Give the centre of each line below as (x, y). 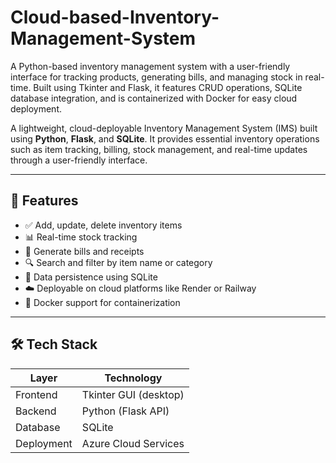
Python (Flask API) (125, 411)
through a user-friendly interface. (79, 160)
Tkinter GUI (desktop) (133, 394)
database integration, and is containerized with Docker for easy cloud (154, 98)
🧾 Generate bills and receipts (84, 251)
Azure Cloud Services (133, 443)
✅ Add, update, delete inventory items (103, 225)
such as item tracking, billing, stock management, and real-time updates (159, 149)
